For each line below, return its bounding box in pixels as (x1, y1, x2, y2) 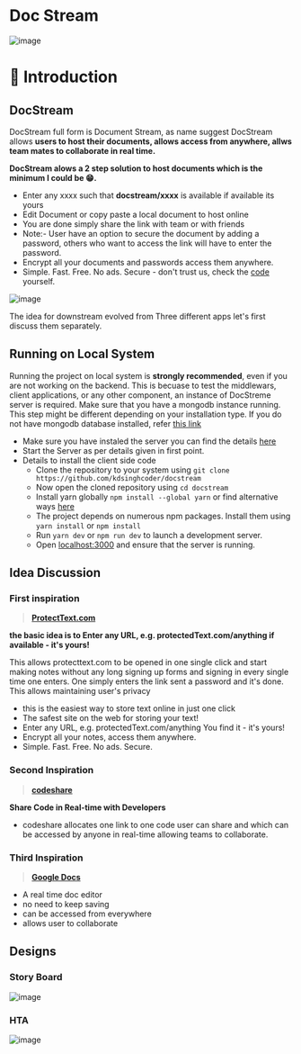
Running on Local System (9, 347, 155, 362)
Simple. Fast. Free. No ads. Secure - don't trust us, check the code (22, 266, 270, 277)
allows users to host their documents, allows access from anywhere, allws (9, 136, 292, 147)
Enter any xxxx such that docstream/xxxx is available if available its (22, 190, 275, 201)
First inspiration (9, 592, 80, 605)
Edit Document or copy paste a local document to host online (22, 209, 249, 220)
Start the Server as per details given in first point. (22, 445, 205, 455)
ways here (35, 500, 75, 511)
